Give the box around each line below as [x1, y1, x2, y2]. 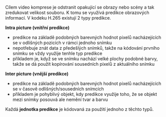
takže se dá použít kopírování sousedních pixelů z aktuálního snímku [12, 61, 155, 67]
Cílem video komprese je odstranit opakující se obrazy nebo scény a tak [5, 5, 154, 10]
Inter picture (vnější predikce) [5, 71, 69, 77]
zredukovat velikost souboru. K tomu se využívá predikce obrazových [5, 10, 149, 16]
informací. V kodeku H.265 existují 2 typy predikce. [5, 15, 112, 21]
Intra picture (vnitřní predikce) [5, 25, 70, 31]
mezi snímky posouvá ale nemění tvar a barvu [12, 96, 108, 102]
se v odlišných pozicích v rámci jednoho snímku [12, 40, 112, 46]
